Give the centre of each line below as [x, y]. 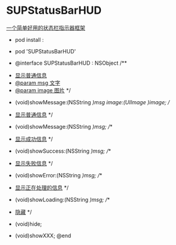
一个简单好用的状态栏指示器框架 [46, 28]
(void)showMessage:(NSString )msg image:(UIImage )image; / [92, 102]
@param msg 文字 [38, 83]
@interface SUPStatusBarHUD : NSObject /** [71, 63]
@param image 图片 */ [43, 90]
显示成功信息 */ [34, 139]
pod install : [29, 40]
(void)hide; [28, 224]
